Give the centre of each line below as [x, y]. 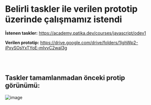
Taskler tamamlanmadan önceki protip [65, 78]
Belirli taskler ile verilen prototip [71, 9]
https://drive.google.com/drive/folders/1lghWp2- [89, 42]
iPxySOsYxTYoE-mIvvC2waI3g [36, 48]
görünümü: [23, 86]
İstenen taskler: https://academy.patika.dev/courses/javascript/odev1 [75, 33]
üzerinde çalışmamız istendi [64, 19]
